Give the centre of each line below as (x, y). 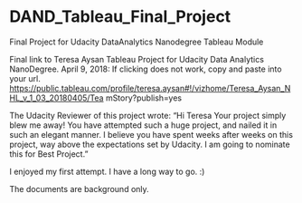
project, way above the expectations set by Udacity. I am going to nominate (150, 144)
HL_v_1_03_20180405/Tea (57, 98)
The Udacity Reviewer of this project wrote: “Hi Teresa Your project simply (148, 115)
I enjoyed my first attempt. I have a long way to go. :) (107, 171)
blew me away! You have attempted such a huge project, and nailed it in (143, 125)
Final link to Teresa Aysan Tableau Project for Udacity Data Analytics (137, 59)
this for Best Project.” (49, 154)
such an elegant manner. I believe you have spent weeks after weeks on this (151, 134)
